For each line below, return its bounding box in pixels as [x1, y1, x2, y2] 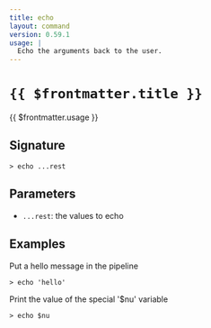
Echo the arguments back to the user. [17, 47, 163, 56]
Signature [9, 138, 66, 153]
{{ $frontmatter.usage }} [9, 112, 99, 123]
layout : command [9, 22, 70, 31]
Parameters [9, 187, 76, 202]
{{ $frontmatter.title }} [9, 86, 203, 103]
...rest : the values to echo [22, 210, 124, 221]
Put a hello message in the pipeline [9, 260, 139, 271]
